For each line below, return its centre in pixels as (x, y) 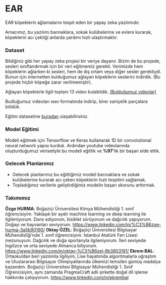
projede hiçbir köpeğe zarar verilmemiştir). (49, 82)
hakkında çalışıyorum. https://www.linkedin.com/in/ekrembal (67, 278)
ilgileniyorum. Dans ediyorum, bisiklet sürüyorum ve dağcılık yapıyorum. (79, 219)
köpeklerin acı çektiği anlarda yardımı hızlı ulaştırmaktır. (61, 37)
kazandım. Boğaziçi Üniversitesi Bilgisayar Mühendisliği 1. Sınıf (69, 267)
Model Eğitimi (22, 129)
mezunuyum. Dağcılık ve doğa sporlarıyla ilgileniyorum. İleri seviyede (76, 240)
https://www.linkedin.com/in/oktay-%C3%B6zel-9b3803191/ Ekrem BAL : (80, 251)
